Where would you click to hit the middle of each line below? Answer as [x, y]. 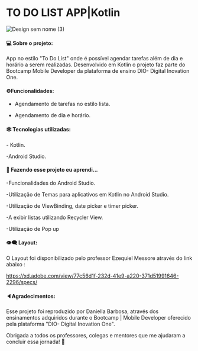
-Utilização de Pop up [33, 228]
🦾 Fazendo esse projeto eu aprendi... [52, 170]
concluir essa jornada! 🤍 [35, 342]
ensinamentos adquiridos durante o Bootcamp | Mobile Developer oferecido [98, 318]
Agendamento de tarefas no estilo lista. [62, 104]
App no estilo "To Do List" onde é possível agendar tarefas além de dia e [95, 59]
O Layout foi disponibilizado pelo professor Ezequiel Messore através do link [99, 258]
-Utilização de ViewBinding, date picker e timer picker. [72, 206]
